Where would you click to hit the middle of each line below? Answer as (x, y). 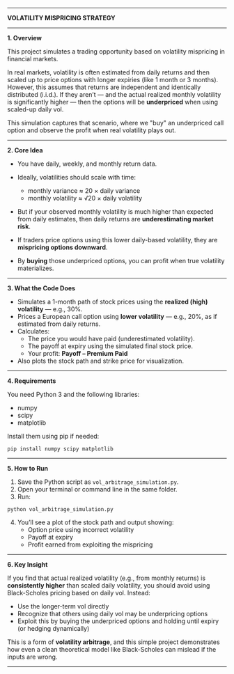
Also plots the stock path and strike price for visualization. (101, 361)
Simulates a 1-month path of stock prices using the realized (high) (112, 301)
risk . (24, 226)
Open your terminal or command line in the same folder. (97, 489)
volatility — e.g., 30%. (50, 309)
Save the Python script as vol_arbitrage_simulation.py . (98, 482)
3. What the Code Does (41, 288)
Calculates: (33, 331)
